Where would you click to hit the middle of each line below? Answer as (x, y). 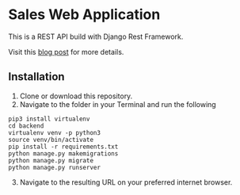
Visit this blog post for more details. (66, 52)
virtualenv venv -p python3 (55, 132)
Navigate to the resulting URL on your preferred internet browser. (126, 182)
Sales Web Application (84, 15)
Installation (36, 77)
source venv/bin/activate (51, 140)
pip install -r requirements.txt (63, 147)
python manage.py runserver (55, 167)
